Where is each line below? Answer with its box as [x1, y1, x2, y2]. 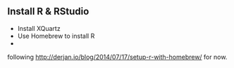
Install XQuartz [17, 24, 61, 32]
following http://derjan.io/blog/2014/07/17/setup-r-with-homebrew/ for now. [7, 53, 228, 61]
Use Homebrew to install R [17, 32, 95, 40]
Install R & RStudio [7, 6, 90, 18]
